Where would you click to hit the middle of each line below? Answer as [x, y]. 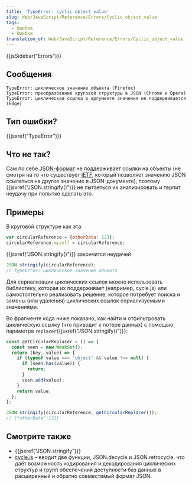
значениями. [22, 307]
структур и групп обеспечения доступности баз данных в [88, 470]
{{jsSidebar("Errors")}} [34, 56]
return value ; [34, 391]
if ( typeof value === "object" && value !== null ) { [83, 358]
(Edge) [14, 103]
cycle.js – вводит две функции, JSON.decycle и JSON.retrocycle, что [100, 457]
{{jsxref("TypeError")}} [34, 136]
